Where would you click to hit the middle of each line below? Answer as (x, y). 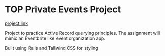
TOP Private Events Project (63, 9)
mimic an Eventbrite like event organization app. (55, 38)
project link (17, 23)
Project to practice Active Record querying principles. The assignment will (82, 33)
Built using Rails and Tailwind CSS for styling (51, 48)
